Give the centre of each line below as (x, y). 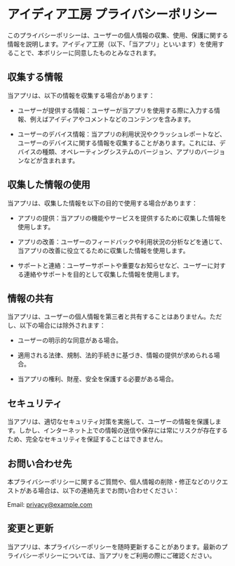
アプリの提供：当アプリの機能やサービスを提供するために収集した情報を (122, 218)
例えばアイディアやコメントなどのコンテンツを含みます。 (112, 119)
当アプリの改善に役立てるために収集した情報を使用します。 (103, 250)
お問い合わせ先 (40, 464)
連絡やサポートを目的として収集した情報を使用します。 (103, 274)
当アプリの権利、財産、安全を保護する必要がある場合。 (97, 379)
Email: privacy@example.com (50, 504)
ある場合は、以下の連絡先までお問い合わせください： (102, 490)
